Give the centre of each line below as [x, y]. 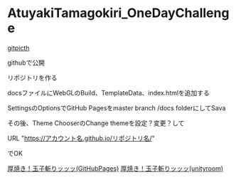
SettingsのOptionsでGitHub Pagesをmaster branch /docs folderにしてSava [117, 107]
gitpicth [18, 48]
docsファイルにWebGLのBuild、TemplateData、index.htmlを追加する [108, 92]
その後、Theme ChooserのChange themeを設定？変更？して [96, 123]
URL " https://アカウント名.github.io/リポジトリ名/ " [81, 138]
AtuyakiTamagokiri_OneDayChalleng [118, 13]
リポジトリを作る [32, 78]
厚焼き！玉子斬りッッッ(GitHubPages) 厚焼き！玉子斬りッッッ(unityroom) [116, 168]
